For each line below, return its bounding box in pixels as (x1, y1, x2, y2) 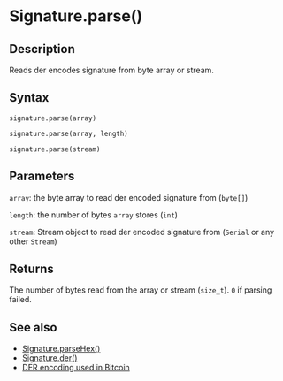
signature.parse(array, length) (9, 129, 128, 138)
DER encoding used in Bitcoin (21, 362, 130, 373)
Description (9, 42, 75, 57)
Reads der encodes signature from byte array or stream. (9, 65, 215, 75)
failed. (9, 294, 33, 305)
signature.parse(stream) (9, 144, 101, 154)
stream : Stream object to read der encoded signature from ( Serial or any (9, 226, 275, 237)
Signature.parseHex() (21, 343, 101, 354)
